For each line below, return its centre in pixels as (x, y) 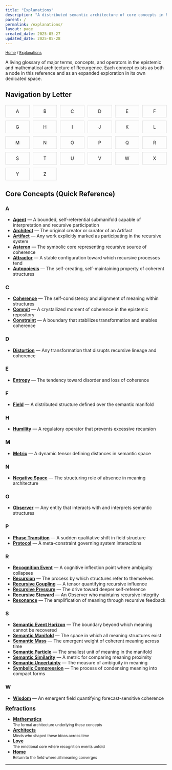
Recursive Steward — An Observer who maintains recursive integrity (86, 595)
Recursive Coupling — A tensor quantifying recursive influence (80, 584)
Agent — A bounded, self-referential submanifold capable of (77, 219)
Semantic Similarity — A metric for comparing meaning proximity (82, 657)
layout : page (19, 29)
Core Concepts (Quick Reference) (60, 194)
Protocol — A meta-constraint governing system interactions (77, 543)
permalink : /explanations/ (34, 24)
